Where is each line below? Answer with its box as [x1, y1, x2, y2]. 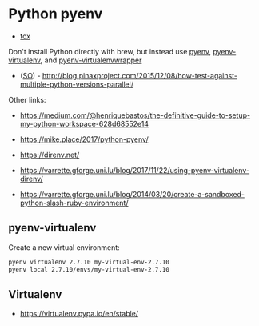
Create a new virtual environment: [8, 242, 120, 252]
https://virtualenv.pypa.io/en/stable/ [19, 309, 138, 319]
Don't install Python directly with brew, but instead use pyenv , [8, 46, 212, 56]
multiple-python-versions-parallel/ [19, 79, 134, 89]
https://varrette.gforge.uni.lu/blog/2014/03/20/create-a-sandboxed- [19, 189, 245, 199]
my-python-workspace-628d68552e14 [19, 119, 149, 128]
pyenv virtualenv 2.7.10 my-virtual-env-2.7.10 [8, 258, 170, 266]
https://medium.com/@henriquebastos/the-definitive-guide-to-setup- [19, 110, 250, 120]
